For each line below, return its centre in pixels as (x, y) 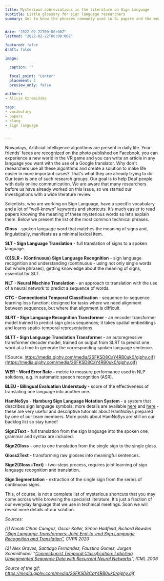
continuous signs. (23, 485)
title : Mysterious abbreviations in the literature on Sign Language (77, 10)
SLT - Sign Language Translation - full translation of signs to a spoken (76, 243)
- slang (13, 121)
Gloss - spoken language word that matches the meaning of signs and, (76, 229)
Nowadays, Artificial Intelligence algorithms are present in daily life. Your (78, 148)
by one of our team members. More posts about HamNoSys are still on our (80, 417)
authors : (14, 94)
